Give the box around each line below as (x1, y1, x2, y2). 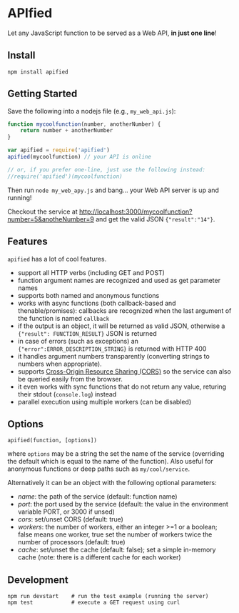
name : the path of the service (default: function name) (17, 492, 178, 501)
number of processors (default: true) (17, 538, 126, 547)
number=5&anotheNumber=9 (7, 214, 94, 223)
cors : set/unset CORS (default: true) (17, 515, 123, 524)
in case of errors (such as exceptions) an (17, 337, 139, 345)
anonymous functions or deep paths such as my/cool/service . (7, 464, 190, 473)
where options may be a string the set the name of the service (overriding (7, 449, 225, 458)
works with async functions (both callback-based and (17, 299, 176, 307)
